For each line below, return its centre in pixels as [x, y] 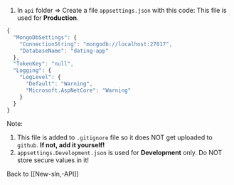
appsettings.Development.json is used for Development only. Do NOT [119, 153]
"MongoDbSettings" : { [45, 37]
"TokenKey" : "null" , [43, 64]
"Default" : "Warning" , [59, 84]
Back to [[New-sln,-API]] [43, 174]
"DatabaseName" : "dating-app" [64, 51]
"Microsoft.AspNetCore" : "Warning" [78, 90]
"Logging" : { [32, 70]
